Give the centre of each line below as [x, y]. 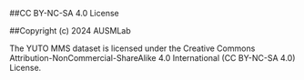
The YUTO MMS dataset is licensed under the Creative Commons [132, 48]
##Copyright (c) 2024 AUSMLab [70, 30]
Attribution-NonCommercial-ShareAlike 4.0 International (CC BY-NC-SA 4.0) [152, 58]
